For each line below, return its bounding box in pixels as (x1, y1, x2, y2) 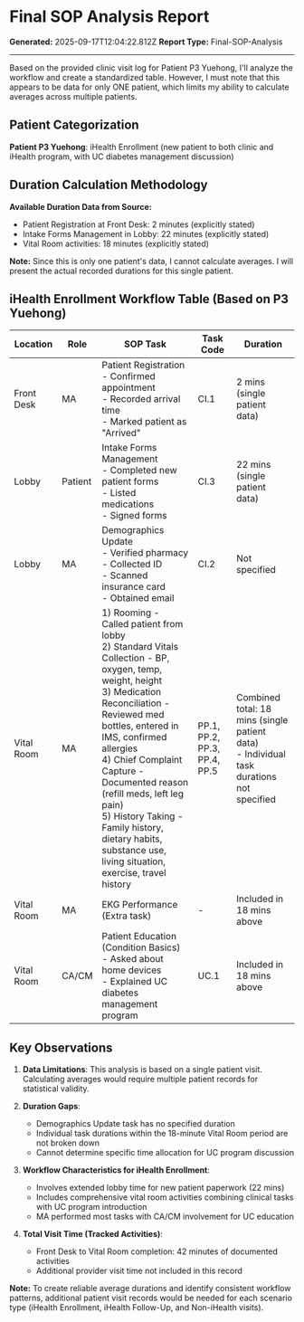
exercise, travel (101, 867, 166, 880)
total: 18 (236, 703, 272, 716)
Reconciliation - (101, 697, 170, 709)
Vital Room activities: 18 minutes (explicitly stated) (22, 238, 210, 249)
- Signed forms (101, 509, 167, 522)
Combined (236, 691, 280, 704)
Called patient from (101, 618, 184, 631)
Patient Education (101, 930, 177, 943)
